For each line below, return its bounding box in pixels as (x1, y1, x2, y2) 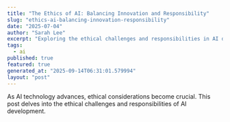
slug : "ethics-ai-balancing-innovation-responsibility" (7, 16, 170, 23)
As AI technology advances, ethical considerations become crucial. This (7, 93, 211, 101)
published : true (7, 55, 53, 62)
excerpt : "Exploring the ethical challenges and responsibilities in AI (7, 36, 219, 42)
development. (7, 107, 46, 115)
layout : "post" (7, 73, 51, 81)
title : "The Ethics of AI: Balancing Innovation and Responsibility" (7, 10, 210, 17)
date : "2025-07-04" (7, 23, 63, 29)
